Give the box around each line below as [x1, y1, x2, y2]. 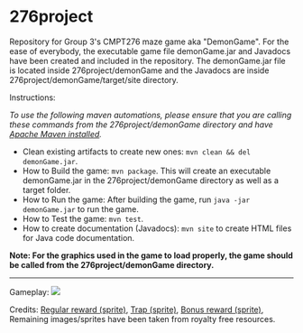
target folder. [22, 184, 71, 195]
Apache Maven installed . [9, 128, 102, 139]
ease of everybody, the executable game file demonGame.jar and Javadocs [9, 45, 291, 56]
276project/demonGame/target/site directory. [9, 74, 179, 85]
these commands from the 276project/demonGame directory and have [9, 119, 273, 130]
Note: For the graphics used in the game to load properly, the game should [9, 250, 293, 261]
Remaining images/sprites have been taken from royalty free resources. [9, 313, 276, 324]
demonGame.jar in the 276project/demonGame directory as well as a [22, 174, 280, 186]
